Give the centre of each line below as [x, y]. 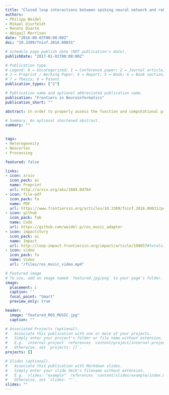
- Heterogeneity [22, 144]
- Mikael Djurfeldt [26, 24]
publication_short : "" [29, 102]
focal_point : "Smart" [32, 297]
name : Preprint [26, 185]
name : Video [22, 260]
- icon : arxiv [20, 176]
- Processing [19, 153]
